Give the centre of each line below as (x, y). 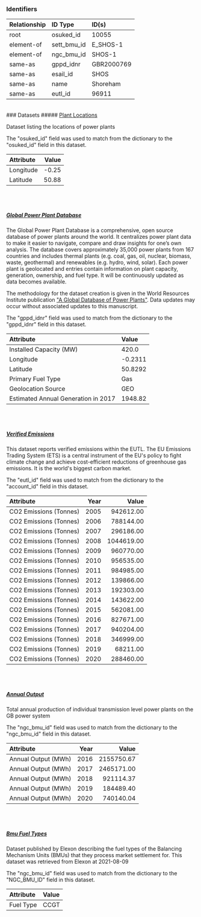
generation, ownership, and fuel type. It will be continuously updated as (95, 275)
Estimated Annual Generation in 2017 (62, 399)
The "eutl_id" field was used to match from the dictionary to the (85, 480)
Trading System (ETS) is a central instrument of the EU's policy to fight (94, 456)
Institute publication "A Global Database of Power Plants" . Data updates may (101, 300)
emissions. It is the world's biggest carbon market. (69, 468)
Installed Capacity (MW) (44, 349)
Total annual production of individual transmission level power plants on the (100, 710)
